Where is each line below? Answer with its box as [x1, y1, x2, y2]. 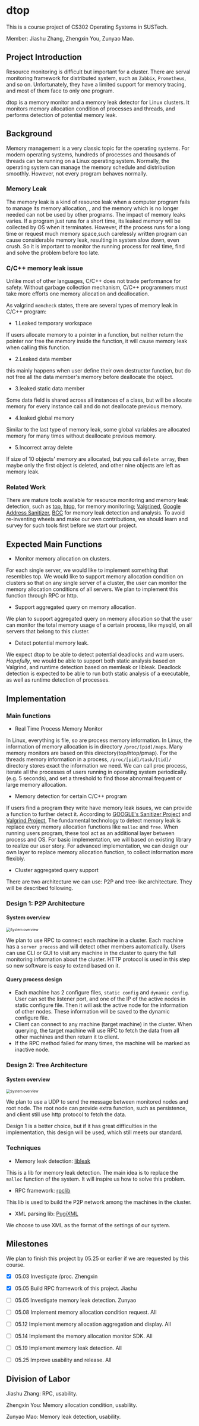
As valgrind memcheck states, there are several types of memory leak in [6, 302, 178, 309]
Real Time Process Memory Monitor [14, 725, 103, 732]
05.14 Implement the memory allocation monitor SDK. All [14, 1332, 153, 1339]
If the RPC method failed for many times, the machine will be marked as [14, 1040, 190, 1047]
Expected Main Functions [6, 539, 102, 549]
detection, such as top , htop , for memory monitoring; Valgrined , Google [6, 503, 181, 510]
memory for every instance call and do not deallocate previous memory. [6, 403, 183, 410]
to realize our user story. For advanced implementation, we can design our [6, 842, 189, 849]
